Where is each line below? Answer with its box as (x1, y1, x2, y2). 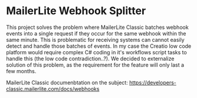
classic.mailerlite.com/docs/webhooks (6, 85, 100, 92)
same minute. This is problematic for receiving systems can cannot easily (6, 36, 185, 43)
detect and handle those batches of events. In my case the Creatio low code (6, 43, 192, 50)
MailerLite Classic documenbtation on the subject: (6, 79, 128, 86)
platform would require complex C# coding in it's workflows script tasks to (6, 48, 187, 55)
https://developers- (129, 79, 177, 86)
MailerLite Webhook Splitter (6, 4, 146, 18)
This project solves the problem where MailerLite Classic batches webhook (6, 24, 189, 31)
